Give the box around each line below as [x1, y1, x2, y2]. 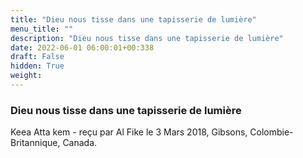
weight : [10, 71, 43, 81]
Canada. [62, 137, 98, 149]
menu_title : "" [10, 24, 74, 34]
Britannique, [10, 137, 61, 149]
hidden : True [10, 61, 65, 71]
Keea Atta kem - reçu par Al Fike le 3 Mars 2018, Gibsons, [10, 126, 248, 138]
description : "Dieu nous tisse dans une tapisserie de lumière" [10, 33, 284, 43]
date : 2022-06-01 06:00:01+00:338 [10, 42, 155, 53]
